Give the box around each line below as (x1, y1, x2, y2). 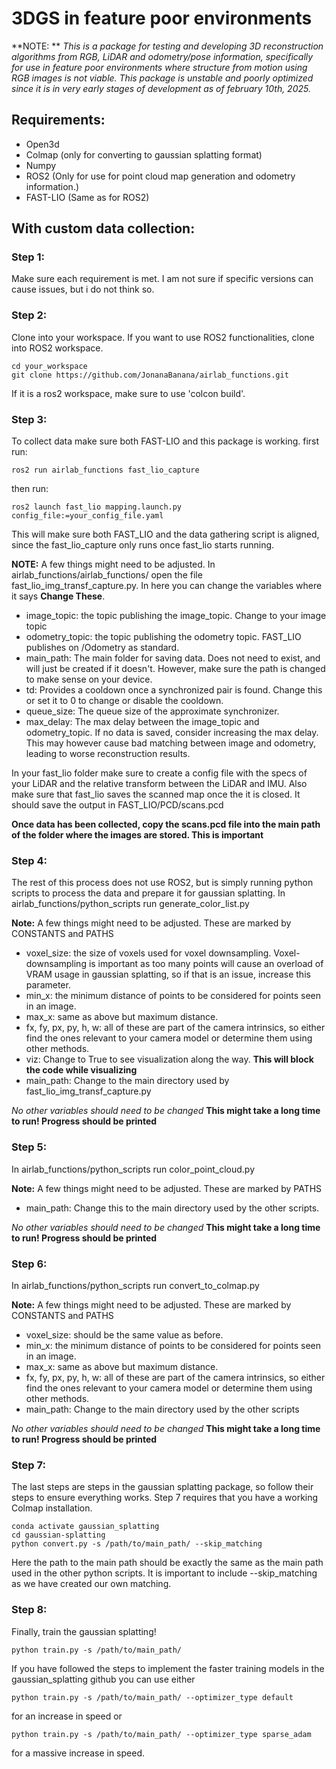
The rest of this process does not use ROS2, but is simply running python (11, 877, 314, 889)
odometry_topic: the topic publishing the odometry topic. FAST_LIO (25, 631, 302, 643)
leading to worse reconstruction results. (25, 748, 191, 760)
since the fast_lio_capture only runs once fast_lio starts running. (11, 539, 275, 551)
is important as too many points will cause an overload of (88, 958, 324, 970)
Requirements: (11, 112, 106, 129)
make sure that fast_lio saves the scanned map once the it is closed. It (11, 788, 301, 801)
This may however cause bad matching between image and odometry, (25, 737, 317, 749)
